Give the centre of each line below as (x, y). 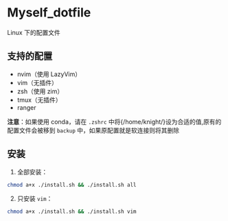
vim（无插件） (37, 82)
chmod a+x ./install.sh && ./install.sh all (72, 185)
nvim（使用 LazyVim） (49, 74)
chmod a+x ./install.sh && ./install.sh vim (72, 212)
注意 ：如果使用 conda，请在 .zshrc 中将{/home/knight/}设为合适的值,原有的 (114, 121)
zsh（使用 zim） (40, 91)
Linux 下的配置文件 (34, 32)
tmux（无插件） (39, 100)
